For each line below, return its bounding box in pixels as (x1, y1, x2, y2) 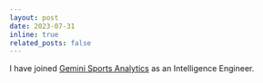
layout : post (9, 13, 59, 23)
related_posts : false (9, 38, 92, 48)
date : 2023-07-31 (9, 22, 76, 31)
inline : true (9, 30, 59, 39)
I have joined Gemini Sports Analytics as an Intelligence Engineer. (9, 63, 255, 74)
